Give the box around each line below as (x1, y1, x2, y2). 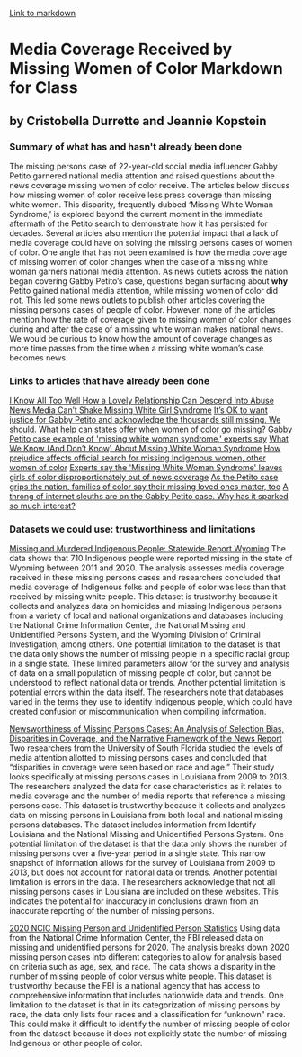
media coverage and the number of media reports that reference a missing (9, 790, 286, 801)
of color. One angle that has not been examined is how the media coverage (9, 247, 288, 258)
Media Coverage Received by (9, 40, 233, 59)
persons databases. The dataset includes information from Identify (9, 819, 257, 830)
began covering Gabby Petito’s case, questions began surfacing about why (9, 275, 289, 287)
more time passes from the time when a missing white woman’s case (9, 342, 264, 353)
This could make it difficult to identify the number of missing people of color (9, 1018, 290, 1030)
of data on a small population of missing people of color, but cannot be (9, 668, 271, 679)
